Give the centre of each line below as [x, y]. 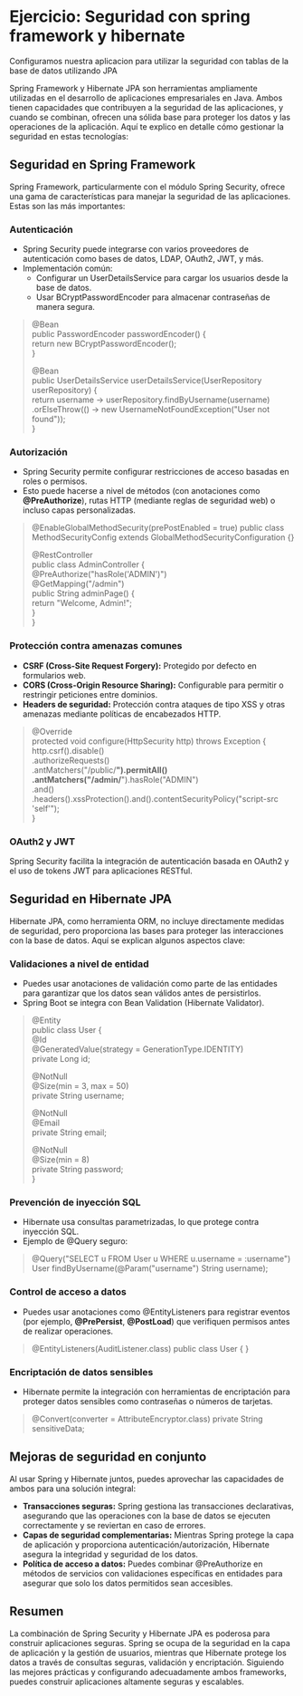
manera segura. [65, 307]
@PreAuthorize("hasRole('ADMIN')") [99, 574]
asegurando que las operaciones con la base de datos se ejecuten [147, 1516]
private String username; [78, 1096]
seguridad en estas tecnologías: [69, 136]
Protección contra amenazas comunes [96, 646]
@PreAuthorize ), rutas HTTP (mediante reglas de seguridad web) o [149, 501]
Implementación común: [67, 268]
